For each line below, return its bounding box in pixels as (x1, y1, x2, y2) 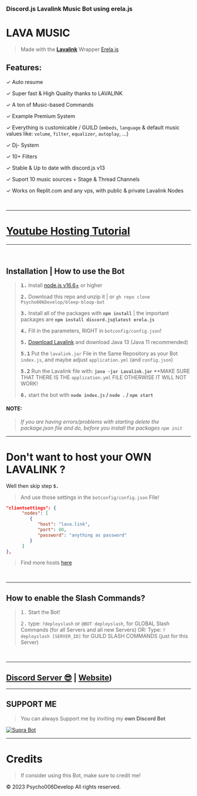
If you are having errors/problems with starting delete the (20, 418, 159, 425)
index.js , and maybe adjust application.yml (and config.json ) (20, 356, 174, 363)
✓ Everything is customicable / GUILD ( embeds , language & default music (6, 124, 180, 131)
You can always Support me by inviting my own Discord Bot (20, 715, 166, 722)
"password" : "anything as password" (37, 532, 127, 538)
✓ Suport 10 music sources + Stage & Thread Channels (6, 176, 140, 183)
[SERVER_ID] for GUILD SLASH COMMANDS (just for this (52, 633, 188, 640)
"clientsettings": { (6, 505, 57, 511)
